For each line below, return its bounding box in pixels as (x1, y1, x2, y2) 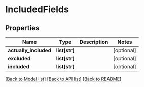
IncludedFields (5, 4, 69, 15)
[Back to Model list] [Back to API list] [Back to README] (5, 76, 122, 82)
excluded (8, 55, 31, 62)
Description (79, 39, 109, 45)
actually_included (8, 47, 52, 54)
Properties (5, 24, 40, 32)
